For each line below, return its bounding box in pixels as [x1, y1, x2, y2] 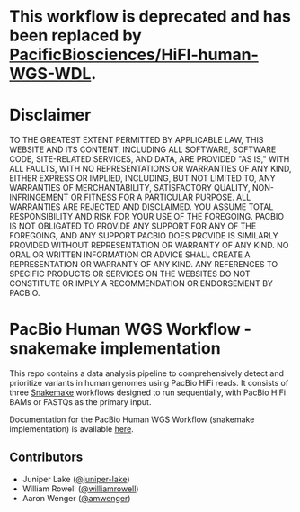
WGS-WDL [9, 64, 92, 85]
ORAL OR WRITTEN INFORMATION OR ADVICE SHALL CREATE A [9, 249, 251, 260]
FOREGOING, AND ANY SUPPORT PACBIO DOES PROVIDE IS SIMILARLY [9, 230, 278, 241]
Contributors [9, 450, 84, 465]
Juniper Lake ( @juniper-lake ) [22, 473, 130, 484]
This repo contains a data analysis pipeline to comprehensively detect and [9, 368, 285, 379]
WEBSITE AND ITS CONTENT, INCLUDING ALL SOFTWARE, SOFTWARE [9, 144, 277, 155]
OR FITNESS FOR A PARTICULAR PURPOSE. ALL [70, 192, 251, 203]
